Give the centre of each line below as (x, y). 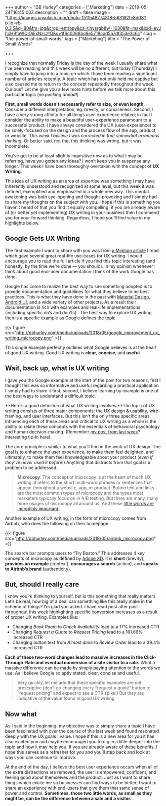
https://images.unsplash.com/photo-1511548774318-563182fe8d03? (77, 18)
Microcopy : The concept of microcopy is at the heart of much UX (84, 477)
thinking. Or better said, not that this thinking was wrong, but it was (73, 141)
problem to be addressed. (31, 467)
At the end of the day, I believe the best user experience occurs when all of (82, 767)
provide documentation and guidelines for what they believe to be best (77, 292)
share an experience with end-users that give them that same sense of (77, 788)
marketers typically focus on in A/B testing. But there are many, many (88, 498)
